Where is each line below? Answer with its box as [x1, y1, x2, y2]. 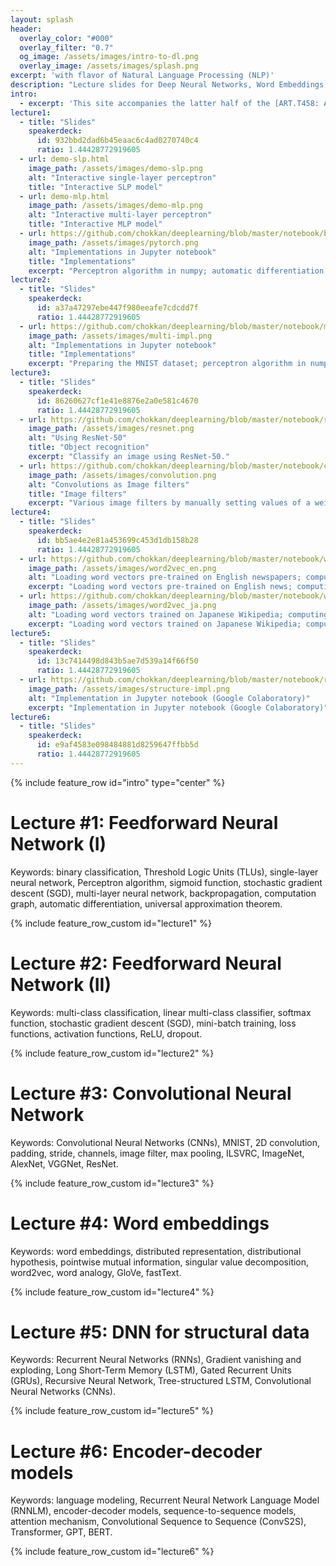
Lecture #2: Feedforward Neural [10, 952, 282, 975]
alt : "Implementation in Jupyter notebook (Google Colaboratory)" [28, 693, 311, 703]
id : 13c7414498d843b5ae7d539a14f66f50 [36, 656, 199, 666]
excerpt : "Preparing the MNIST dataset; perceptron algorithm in [28, 359, 307, 369]
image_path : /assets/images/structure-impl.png [28, 684, 230, 694]
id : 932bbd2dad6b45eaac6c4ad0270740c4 [36, 136, 199, 146]
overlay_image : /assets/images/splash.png [19, 61, 199, 71]
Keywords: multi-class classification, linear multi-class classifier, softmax [10, 1006, 312, 1018]
